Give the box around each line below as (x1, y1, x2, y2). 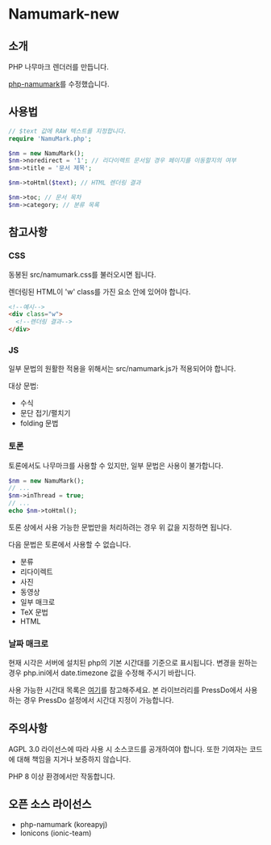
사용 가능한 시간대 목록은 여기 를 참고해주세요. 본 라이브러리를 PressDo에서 (8, 685, 244, 695)
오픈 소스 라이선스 (8, 797, 92, 811)
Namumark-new (8, 5, 119, 23)
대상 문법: (8, 381, 39, 391)
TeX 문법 (19, 607, 48, 617)
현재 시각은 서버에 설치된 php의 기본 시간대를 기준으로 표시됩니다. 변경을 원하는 (8, 658, 258, 668)
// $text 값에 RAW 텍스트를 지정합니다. (8, 127, 127, 135)
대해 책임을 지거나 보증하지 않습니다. (16, 754, 131, 764)
